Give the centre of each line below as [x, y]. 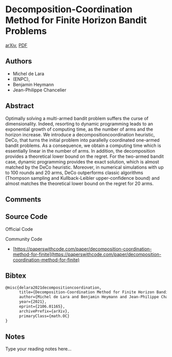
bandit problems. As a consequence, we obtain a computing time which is [83, 145]
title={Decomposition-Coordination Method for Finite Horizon [87, 292]
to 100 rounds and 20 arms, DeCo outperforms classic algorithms [74, 173]
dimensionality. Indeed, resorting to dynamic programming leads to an [79, 124]
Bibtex [16, 276]
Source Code [26, 217]
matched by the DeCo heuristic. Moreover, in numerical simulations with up [84, 167]
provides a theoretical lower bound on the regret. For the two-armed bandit [84, 156]
